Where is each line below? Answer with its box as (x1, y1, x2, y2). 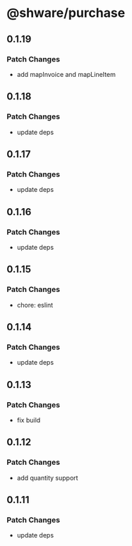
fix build (16, 416, 41, 424)
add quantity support (16, 473, 78, 482)
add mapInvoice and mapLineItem (16, 70, 116, 78)
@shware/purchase (6, 5, 126, 21)
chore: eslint (16, 301, 54, 309)
